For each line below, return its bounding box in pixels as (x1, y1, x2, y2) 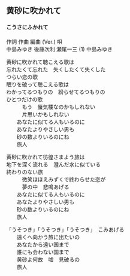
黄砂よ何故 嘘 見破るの (16, 256, 80, 263)
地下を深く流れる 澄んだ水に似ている (6, 160, 101, 168)
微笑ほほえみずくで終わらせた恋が (22, 175, 106, 183)
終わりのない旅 (6, 168, 43, 175)
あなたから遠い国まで (16, 241, 69, 248)
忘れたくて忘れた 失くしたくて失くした (6, 65, 106, 73)
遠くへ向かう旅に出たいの (16, 233, 80, 241)
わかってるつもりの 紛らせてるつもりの (6, 88, 105, 95)
